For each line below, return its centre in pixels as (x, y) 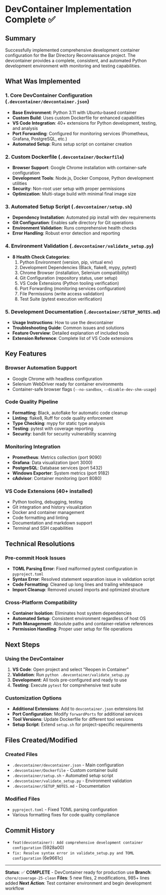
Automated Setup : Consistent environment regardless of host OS (79, 618)
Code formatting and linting (40, 518)
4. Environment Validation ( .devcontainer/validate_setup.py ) (80, 246)
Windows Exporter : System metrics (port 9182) (61, 473)
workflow (15, 889)
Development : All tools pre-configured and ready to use (69, 680)
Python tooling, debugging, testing (47, 502)
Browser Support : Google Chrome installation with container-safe (79, 167)
